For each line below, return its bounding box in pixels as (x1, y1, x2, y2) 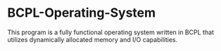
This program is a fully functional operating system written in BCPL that (7, 28, 215, 36)
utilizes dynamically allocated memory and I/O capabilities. (7, 35, 178, 43)
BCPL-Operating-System (7, 5, 156, 21)
